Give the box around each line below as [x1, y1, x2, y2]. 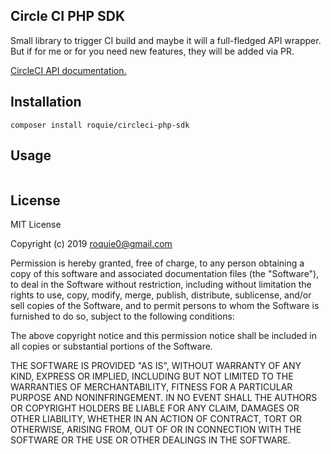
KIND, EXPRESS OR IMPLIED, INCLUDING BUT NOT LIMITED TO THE [10, 370, 294, 383]
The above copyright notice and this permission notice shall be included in [10, 330, 317, 342]
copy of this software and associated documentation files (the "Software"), [10, 268, 320, 280]
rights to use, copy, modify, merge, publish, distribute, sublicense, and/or [10, 289, 312, 301]
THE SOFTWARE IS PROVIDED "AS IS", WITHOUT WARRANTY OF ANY [10, 360, 302, 372]
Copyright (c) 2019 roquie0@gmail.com [10, 238, 173, 250]
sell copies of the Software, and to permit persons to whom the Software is [10, 300, 320, 312]
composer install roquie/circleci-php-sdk [10, 120, 190, 130]
